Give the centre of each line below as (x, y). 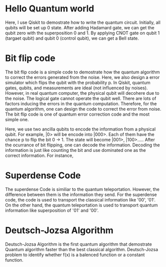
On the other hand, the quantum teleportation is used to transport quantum (82, 205)
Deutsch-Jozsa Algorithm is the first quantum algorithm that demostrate (79, 244)
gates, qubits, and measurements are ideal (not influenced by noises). (77, 88)
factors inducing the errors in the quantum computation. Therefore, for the (81, 103)
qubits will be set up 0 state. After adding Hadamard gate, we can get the (80, 27)
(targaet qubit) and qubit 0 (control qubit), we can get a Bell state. (72, 38)
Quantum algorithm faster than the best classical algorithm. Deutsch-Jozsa (82, 249)
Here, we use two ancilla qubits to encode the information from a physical (81, 129)
